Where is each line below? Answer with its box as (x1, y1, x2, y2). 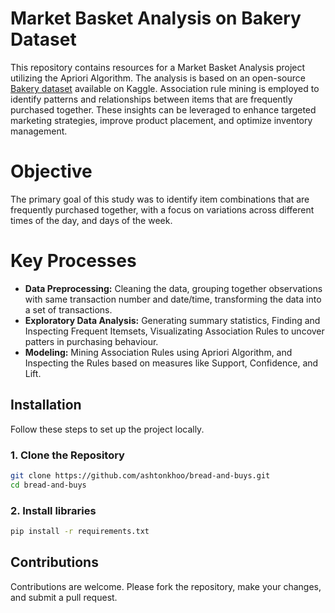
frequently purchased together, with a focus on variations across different (10, 203, 315, 216)
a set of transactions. (24, 303, 113, 316)
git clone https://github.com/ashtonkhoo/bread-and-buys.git (10, 470, 271, 481)
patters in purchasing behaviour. (24, 335, 159, 347)
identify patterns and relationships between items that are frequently (10, 93, 293, 105)
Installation (10, 397, 82, 414)
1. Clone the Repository (10, 448, 125, 462)
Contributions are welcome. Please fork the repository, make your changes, (10, 580, 322, 592)
